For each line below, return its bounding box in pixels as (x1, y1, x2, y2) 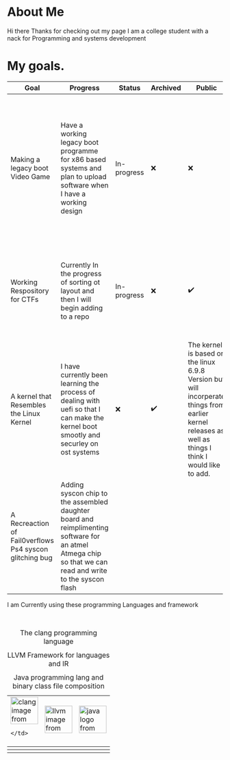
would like (188, 460, 220, 470)
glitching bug (10, 553, 53, 562)
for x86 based (60, 154, 106, 164)
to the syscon (60, 574, 105, 584)
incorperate (188, 391, 226, 401)
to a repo (60, 312, 90, 321)
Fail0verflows (10, 536, 55, 545)
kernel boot (60, 422, 98, 431)
